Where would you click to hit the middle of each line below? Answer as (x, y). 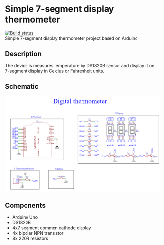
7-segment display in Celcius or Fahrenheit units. (55, 71)
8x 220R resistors (30, 238)
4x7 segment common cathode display (52, 228)
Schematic (22, 86)
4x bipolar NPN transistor (38, 233)
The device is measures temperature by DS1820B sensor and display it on (80, 65)
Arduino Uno (25, 217)
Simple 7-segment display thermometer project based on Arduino (71, 38)
